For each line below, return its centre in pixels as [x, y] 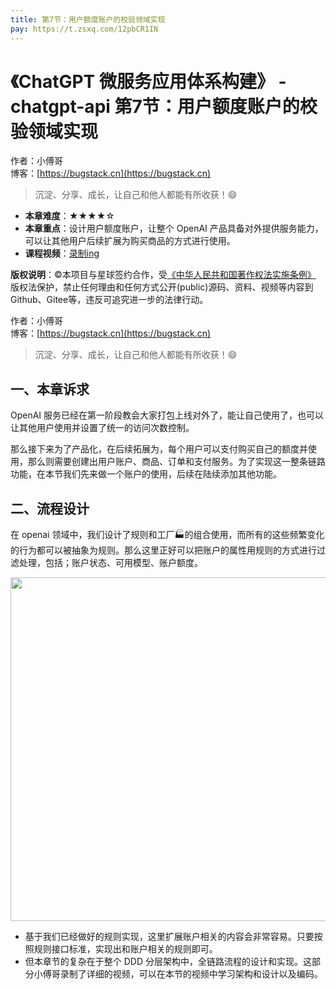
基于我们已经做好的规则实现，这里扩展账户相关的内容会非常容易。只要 [169, 937]
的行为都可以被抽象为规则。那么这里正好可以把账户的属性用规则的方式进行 [163, 550]
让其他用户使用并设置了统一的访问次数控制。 [102, 428]
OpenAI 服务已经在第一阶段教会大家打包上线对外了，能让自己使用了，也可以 [167, 415]
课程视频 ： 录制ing [62, 253]
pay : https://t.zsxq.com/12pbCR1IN [84, 29]
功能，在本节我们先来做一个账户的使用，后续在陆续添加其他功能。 [146, 474]
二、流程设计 [50, 508]
